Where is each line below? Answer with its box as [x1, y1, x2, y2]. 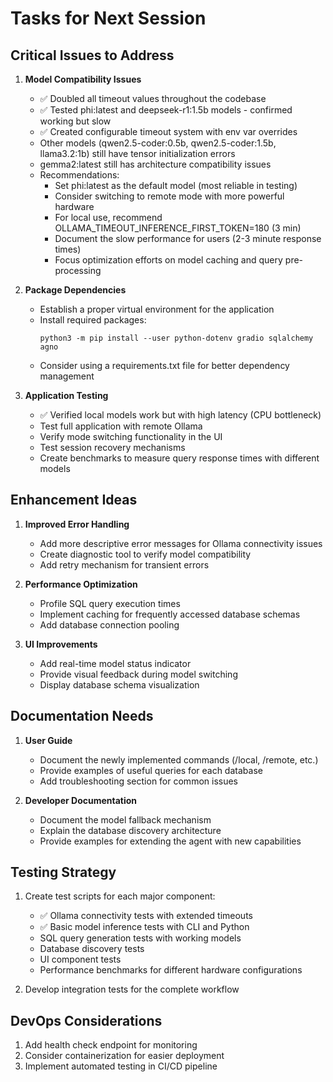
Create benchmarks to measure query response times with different [39, 452, 320, 464]
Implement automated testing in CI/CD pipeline [24, 1060, 218, 1072]
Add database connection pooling [39, 618, 180, 631]
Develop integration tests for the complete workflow [24, 983, 240, 996]
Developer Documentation [24, 794, 138, 806]
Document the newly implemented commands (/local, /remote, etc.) [39, 753, 319, 766]
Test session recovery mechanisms [39, 442, 186, 453]
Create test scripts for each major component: [24, 890, 216, 902]
